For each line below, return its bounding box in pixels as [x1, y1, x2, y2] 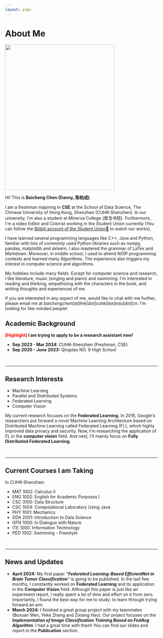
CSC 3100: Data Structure [12, 499, 64, 505]
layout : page [5, 7, 32, 12]
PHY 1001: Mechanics [12, 509, 56, 515]
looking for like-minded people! [5, 305, 68, 311]
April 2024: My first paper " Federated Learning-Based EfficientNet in [12, 571, 154, 576]
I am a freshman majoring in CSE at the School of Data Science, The [5, 204, 142, 210]
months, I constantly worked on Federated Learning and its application [12, 581, 155, 587]
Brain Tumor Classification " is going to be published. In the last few [12, 576, 149, 582]
